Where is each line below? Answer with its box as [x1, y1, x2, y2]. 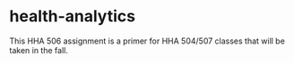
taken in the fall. [9, 44, 69, 55]
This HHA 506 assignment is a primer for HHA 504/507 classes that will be [9, 35, 285, 46]
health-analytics [9, 6, 136, 27]
